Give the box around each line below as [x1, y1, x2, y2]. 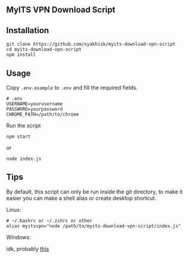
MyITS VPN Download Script [6, 5, 116, 15]
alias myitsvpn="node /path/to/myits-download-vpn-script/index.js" [6, 223, 181, 229]
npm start [6, 134, 31, 140]
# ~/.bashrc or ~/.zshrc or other [6, 218, 93, 224]
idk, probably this [6, 245, 49, 252]
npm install [6, 52, 36, 58]
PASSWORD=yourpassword [6, 106, 63, 112]
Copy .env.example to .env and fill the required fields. [6, 84, 138, 91]
